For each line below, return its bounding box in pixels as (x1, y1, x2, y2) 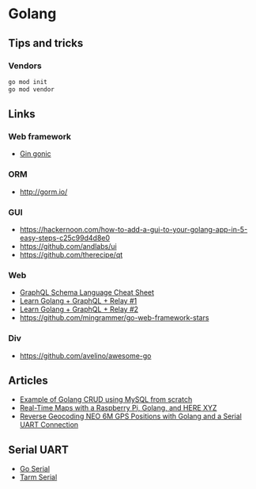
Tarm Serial (19, 472, 58, 482)
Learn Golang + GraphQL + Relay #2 (19, 304, 139, 314)
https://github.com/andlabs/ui (19, 241, 117, 250)
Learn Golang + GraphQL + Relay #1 (19, 296, 137, 306)
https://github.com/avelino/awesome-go (19, 350, 152, 361)
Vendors (8, 60, 42, 71)
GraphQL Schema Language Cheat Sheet (19, 288, 155, 297)
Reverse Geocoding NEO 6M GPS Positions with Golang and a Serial (19, 411, 243, 421)
